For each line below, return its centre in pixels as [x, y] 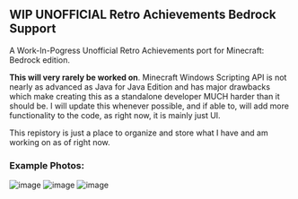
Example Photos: [47, 165]
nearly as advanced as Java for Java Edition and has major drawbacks [140, 87]
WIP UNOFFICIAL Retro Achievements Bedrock [143, 15]
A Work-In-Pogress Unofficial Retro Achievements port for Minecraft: [137, 50]
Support [33, 29]
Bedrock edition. [39, 60]
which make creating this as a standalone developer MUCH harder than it [145, 96]
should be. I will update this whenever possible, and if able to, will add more [149, 106]
